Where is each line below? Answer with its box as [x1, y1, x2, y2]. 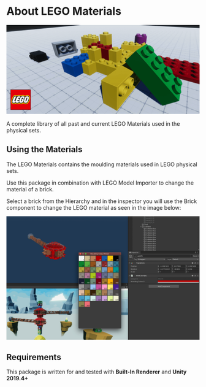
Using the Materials [6, 144, 83, 155]
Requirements [6, 351, 61, 362]
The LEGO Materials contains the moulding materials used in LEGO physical [6, 161, 197, 168]
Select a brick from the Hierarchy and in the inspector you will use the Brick [6, 197, 197, 205]
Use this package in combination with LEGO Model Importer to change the [6, 179, 194, 186]
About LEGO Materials [6, 4, 121, 18]
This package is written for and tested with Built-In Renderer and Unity [6, 368, 187, 375]
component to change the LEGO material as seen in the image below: [6, 204, 181, 211]
